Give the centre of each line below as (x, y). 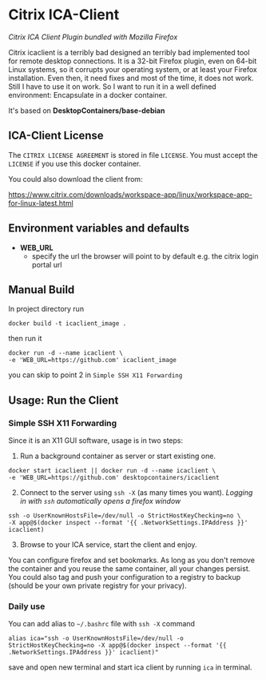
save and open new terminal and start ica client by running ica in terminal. (130, 667)
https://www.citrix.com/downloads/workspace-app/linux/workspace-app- (131, 195)
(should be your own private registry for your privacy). (97, 585)
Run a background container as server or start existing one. (117, 456)
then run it (25, 339)
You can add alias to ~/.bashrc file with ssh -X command (102, 624)
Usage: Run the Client (64, 400)
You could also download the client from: (75, 179)
